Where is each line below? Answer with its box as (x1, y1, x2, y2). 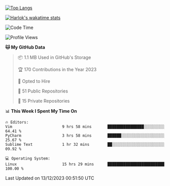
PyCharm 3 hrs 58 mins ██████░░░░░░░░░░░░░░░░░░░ (5, 133, 165, 138)
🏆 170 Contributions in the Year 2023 (17, 67, 97, 72)
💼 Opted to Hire (17, 78, 51, 84)
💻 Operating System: (5, 156, 51, 161)
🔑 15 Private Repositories (17, 98, 70, 104)
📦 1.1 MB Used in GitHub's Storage (17, 54, 91, 60)
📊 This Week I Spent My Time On (5, 108, 77, 114)
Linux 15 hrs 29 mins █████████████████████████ (5, 162, 165, 167)
